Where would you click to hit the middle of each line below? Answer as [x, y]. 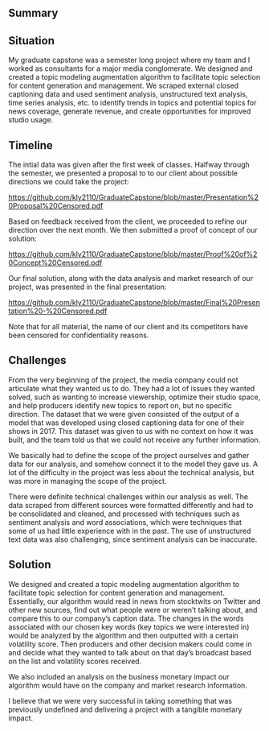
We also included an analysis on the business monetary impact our [119, 676]
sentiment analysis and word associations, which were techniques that [125, 522]
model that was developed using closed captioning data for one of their [126, 423]
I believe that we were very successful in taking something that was [120, 700]
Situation [31, 41]
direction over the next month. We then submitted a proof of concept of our [133, 230]
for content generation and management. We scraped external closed [124, 86]
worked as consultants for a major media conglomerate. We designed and [130, 68]
